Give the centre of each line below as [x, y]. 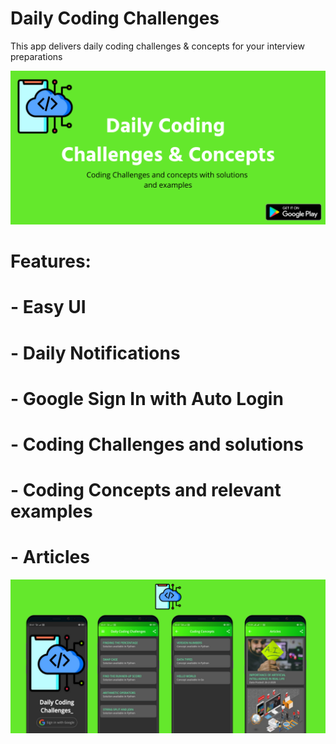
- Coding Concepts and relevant [146, 490]
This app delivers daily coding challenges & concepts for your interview [157, 46]
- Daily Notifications [95, 353]
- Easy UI [48, 307]
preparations [36, 56]
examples [51, 511]
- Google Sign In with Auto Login [147, 398]
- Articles [50, 557]
